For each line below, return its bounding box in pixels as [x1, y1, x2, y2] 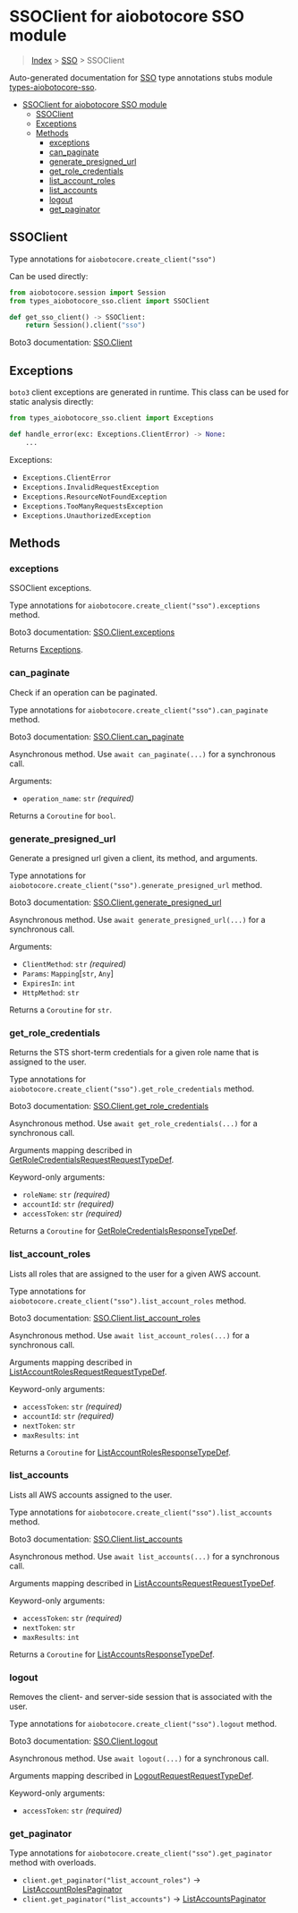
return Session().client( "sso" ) [25, 320, 146, 330]
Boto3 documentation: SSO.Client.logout [9, 1736, 158, 1746]
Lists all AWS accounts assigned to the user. [9, 1489, 173, 1500]
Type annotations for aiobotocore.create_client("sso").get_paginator [9, 1848, 273, 1858]
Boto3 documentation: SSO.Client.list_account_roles [9, 1312, 201, 1323]
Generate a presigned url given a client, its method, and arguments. [9, 852, 258, 863]
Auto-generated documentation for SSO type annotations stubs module [9, 72, 273, 82]
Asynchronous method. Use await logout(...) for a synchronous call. [9, 1753, 269, 1764]
